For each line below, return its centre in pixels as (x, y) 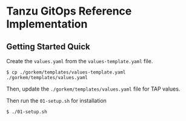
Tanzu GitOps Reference (69, 11)
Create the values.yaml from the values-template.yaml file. (80, 61)
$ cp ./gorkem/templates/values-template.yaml (66, 72)
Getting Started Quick (48, 47)
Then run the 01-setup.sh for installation (57, 101)
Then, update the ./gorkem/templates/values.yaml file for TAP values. (93, 89)
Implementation (47, 24)
